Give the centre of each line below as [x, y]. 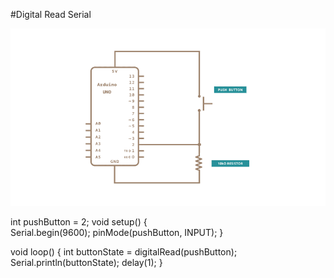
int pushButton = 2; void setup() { [79, 221]
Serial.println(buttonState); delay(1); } [86, 262]
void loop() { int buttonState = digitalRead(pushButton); [124, 251]
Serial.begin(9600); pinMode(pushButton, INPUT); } [117, 232]
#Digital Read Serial [51, 14]
